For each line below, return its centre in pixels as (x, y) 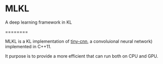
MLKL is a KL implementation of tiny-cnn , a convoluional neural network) (79, 41)
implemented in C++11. (28, 46)
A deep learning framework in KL (39, 22)
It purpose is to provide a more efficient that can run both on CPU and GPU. (82, 56)
